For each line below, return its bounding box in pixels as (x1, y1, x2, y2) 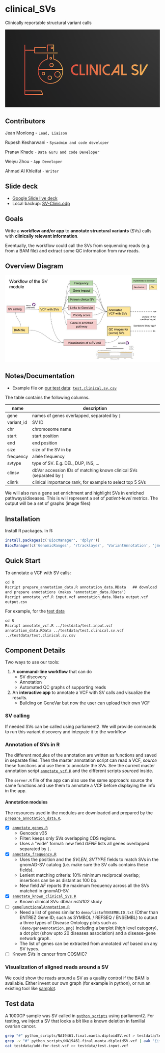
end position (32, 440, 57, 445)
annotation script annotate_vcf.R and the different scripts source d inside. (5, 768, 153, 774)
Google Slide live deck (12, 195, 58, 201)
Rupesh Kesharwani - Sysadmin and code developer (5, 139, 110, 145)
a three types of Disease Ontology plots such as (19, 920, 117, 926)
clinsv (7, 470, 20, 475)
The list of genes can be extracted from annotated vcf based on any (19, 941, 158, 946)
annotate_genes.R (12, 826, 48, 831)
